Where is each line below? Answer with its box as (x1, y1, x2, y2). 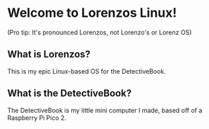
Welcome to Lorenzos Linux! (7, 5, 177, 21)
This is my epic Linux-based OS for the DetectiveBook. (7, 67, 167, 75)
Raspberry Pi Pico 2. (7, 114, 67, 122)
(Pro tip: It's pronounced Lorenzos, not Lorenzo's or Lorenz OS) (7, 28, 192, 36)
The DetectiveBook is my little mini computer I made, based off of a (7, 106, 203, 114)
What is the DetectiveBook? (7, 88, 132, 100)
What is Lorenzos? (7, 48, 91, 60)
